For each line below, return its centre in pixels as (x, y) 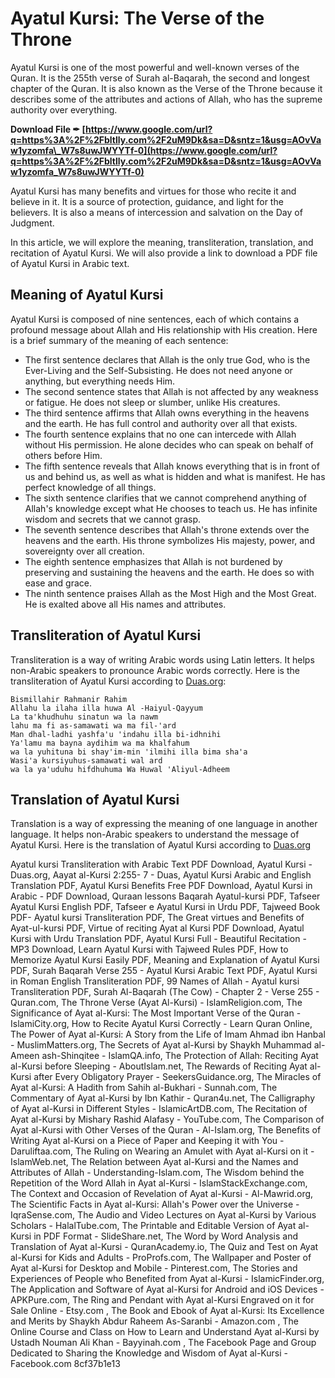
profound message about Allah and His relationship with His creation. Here (164, 329)
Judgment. (32, 223)
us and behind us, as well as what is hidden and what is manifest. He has (175, 476)
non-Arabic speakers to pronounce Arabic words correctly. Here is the (155, 670)
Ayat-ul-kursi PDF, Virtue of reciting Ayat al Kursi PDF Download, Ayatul (157, 928)
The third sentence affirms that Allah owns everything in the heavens (167, 413)
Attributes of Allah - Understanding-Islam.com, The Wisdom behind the (157, 1173)
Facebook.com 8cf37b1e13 (65, 1364)
